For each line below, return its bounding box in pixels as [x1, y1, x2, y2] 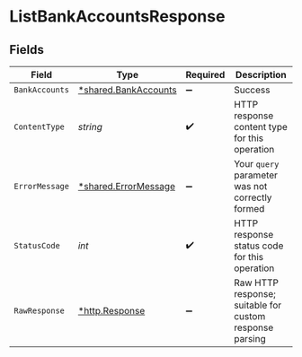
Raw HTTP [233, 276, 280, 289]
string [77, 121, 103, 133]
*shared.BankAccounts [77, 83, 177, 96]
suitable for [233, 299, 282, 311]
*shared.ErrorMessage [77, 180, 175, 192]
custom [233, 310, 266, 322]
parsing [233, 333, 267, 344]
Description [235, 69, 288, 81]
